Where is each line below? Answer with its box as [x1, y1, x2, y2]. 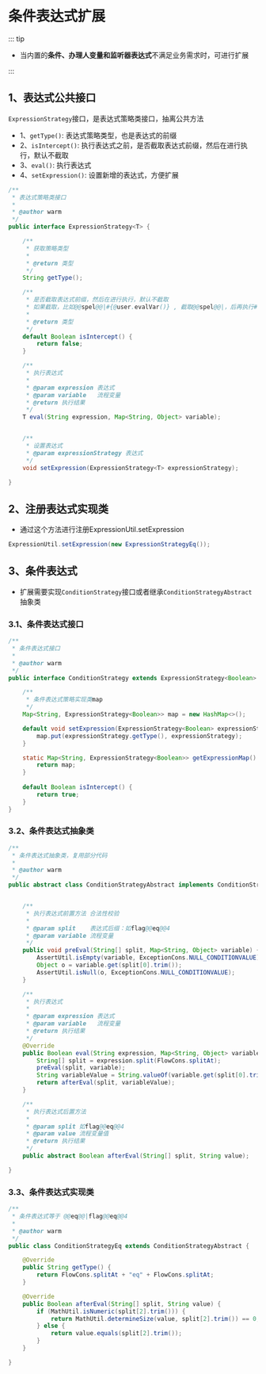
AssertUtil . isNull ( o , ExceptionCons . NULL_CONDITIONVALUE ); [36, 968, 236, 976]
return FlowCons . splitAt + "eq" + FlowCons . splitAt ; [36, 1271, 215, 1279]
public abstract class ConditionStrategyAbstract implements [8, 881, 215, 889]
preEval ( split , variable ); [36, 1064, 126, 1072]
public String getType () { [22, 1264, 112, 1272]
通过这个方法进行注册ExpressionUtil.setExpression [19, 525, 184, 534]
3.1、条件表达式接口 [8, 618, 85, 630]
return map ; [36, 761, 77, 769]
